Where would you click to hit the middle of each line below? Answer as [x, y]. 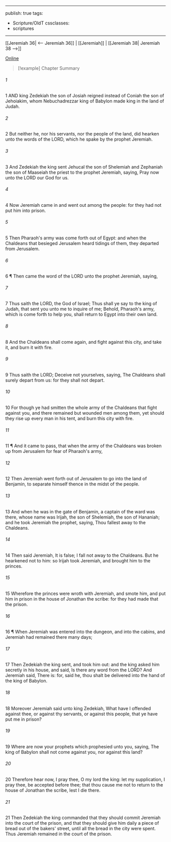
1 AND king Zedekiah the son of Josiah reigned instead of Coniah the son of [85, 96]
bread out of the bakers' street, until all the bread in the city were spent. [81, 829]
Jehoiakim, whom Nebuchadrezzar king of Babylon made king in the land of [85, 101]
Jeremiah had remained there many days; [49, 637]
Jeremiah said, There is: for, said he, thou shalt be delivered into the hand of [85, 675]
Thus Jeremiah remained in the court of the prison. [59, 834]
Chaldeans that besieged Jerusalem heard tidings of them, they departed [82, 243]
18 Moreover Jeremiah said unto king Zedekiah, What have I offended [78, 708]
